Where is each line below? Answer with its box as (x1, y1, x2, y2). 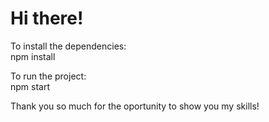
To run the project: (10, 70, 87, 82)
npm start (10, 80, 51, 92)
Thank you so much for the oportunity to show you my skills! (10, 100, 260, 112)
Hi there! (10, 7, 84, 30)
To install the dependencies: (10, 40, 127, 52)
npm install (10, 50, 56, 62)
